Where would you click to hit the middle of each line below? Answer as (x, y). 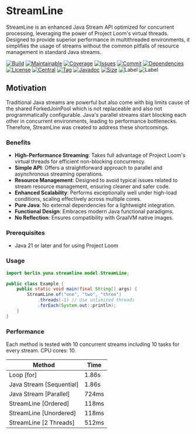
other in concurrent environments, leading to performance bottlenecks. (92, 121)
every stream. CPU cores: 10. (41, 350)
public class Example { (35, 284)
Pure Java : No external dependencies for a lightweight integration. (95, 205)
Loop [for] (23, 375)
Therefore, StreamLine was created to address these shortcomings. (88, 127)
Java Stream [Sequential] (44, 384)
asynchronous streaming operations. (59, 174)
